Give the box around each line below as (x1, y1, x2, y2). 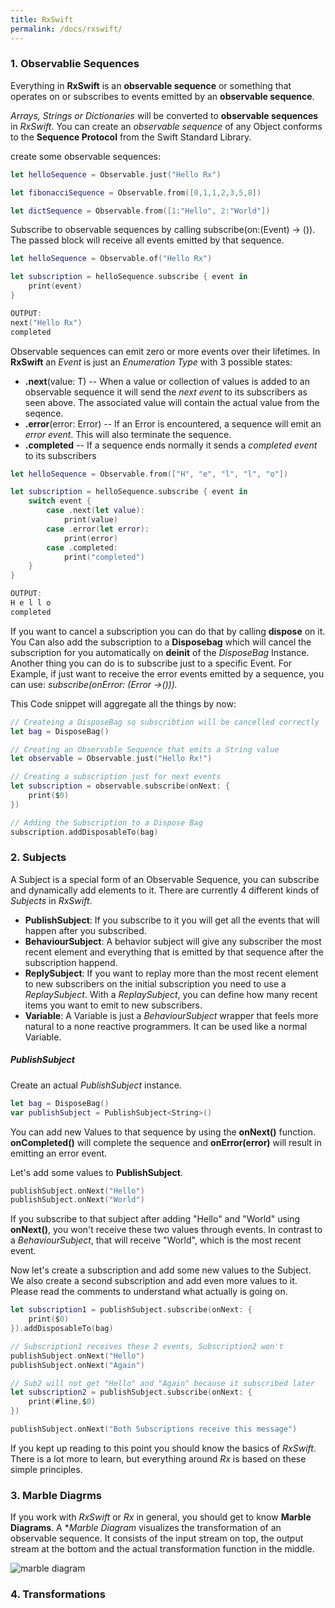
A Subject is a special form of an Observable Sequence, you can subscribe (10, 873, 320, 885)
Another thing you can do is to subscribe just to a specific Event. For (10, 657, 293, 669)
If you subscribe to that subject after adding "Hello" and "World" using (10, 1213, 301, 1225)
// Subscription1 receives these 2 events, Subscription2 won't (10, 1341, 284, 1351)
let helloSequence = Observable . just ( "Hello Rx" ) (10, 169, 222, 180)
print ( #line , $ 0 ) (28, 1397, 97, 1407)
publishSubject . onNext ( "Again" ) (10, 1360, 145, 1370)
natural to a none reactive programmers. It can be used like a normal (24, 1020, 308, 1032)
